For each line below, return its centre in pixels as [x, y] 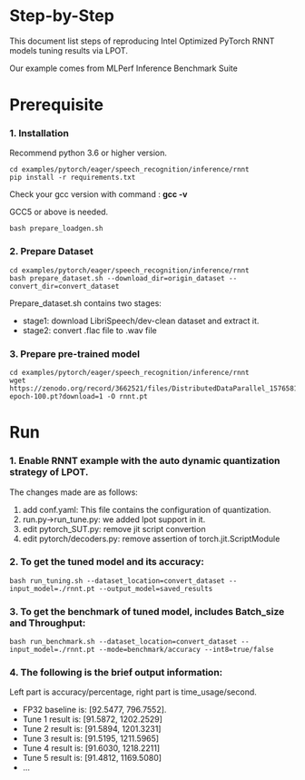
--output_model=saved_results [156, 588]
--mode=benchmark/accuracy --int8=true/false [186, 650]
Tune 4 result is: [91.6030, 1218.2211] [91, 748]
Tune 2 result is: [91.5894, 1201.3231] [92, 729]
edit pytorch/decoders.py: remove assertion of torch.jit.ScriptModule [151, 538]
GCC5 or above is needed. [59, 212]
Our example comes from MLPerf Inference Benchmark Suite [123, 68]
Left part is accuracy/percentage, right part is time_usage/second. [133, 692]
